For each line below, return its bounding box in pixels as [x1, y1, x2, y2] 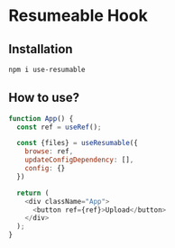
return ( [16, 188, 50, 197]
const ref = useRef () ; [16, 123, 102, 132]
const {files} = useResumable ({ [16, 139, 139, 148]
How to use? [8, 90, 80, 106]
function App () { [8, 114, 74, 123]
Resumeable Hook [8, 5, 148, 26]
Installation [8, 41, 73, 57]
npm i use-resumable [8, 65, 87, 74]
